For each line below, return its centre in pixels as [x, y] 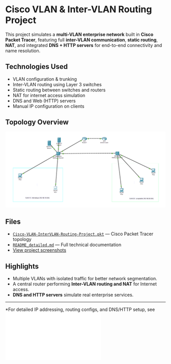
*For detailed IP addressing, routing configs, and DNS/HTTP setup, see [80, 309]
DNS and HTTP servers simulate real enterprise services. [73, 295]
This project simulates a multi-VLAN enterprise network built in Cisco [79, 34]
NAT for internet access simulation [49, 95]
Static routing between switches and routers [59, 90]
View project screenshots [39, 250]
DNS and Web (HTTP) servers [44, 101]
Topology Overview [37, 122]
